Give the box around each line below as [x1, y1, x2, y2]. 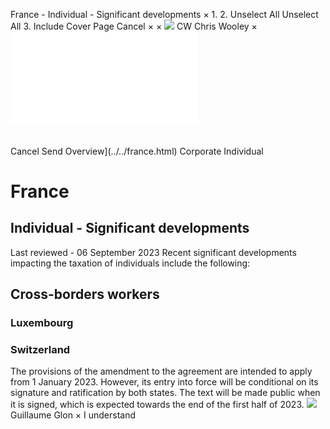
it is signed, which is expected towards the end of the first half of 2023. [10, 399, 305, 411]
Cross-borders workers [10, 286, 160, 303]
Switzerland [10, 342, 71, 356]
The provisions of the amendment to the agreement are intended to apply [10, 365, 313, 378]
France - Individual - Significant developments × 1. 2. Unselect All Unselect [10, 9, 319, 20]
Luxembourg [10, 315, 74, 329]
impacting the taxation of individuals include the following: [10, 257, 251, 269]
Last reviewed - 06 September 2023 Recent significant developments [10, 246, 297, 258]
